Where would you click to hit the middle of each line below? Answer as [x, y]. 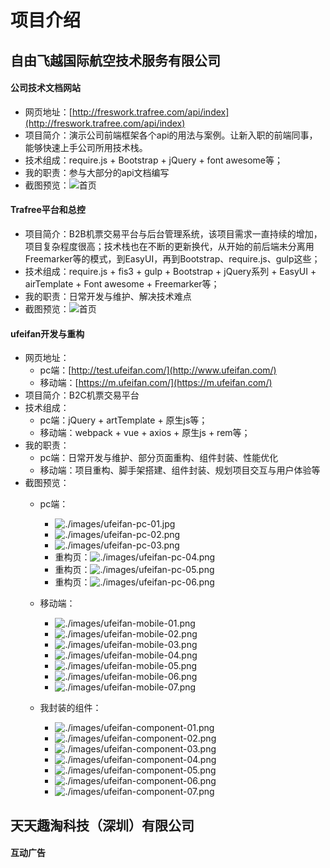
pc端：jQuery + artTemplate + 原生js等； [123, 420]
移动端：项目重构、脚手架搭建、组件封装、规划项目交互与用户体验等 [180, 470]
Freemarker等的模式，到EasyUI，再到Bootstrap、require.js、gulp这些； [172, 258]
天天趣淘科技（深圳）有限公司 [102, 825]
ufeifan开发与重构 [47, 333]
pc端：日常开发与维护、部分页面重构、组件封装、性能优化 [159, 458]
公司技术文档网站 [45, 88]
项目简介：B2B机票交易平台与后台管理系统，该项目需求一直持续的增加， [173, 233]
